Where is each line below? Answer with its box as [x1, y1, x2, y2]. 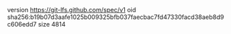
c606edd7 [7, 20, 37, 28]
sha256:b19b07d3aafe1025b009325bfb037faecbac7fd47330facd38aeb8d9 [7, 13, 224, 21]
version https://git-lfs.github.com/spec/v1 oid [7, 6, 137, 14]
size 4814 [37, 20, 66, 28]
